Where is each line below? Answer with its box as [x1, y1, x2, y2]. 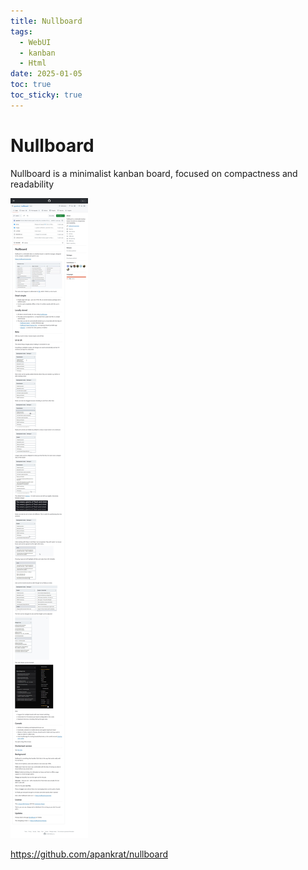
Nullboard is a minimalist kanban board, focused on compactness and [10, 167, 298, 179]
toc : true [10, 80, 52, 90]
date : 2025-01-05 [10, 69, 83, 79]
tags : [10, 26, 33, 37]
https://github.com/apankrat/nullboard [10, 848, 168, 860]
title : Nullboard [10, 16, 83, 26]
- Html [19, 58, 47, 69]
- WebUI [19, 37, 52, 47]
